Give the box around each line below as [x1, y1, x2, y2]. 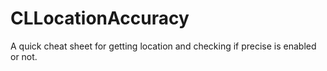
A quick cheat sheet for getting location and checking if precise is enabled [10, 40, 317, 52]
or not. [10, 50, 38, 62]
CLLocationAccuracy [10, 7, 190, 30]
